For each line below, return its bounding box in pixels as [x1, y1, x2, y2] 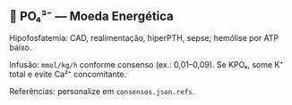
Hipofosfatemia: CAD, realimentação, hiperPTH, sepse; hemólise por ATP [9, 32, 279, 43]
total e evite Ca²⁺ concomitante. [9, 69, 127, 79]
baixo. [9, 42, 32, 52]
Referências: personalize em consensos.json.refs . [9, 85, 195, 96]
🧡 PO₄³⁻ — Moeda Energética [9, 9, 175, 24]
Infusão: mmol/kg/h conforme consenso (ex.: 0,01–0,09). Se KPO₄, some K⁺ [9, 59, 284, 69]
